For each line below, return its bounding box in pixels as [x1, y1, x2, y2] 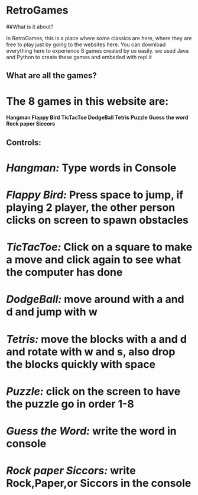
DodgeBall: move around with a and [6, 292, 184, 306]
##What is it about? [6, 23, 54, 30]
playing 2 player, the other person [6, 201, 176, 214]
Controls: [6, 137, 41, 147]
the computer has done [6, 266, 123, 279]
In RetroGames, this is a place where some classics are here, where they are [6, 34, 192, 41]
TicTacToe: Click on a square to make [6, 240, 193, 254]
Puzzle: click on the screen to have [6, 384, 181, 398]
